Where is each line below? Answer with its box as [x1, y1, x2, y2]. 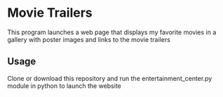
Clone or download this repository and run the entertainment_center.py [7, 74, 212, 82]
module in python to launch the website [7, 82, 121, 90]
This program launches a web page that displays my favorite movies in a [7, 28, 217, 36]
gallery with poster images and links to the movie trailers [7, 35, 170, 43]
